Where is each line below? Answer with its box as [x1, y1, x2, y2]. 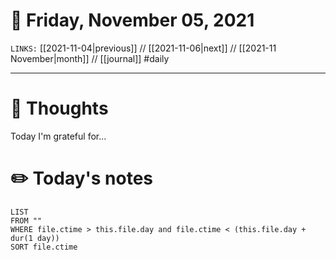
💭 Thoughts [10, 97, 109, 120]
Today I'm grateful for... [10, 130, 107, 142]
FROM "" [10, 215, 43, 226]
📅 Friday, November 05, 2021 [10, 9, 255, 32]
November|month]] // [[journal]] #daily [10, 52, 170, 64]
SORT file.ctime [10, 242, 78, 252]
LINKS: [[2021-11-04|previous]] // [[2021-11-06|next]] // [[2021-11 [10, 42, 277, 54]
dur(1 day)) [10, 233, 60, 243]
